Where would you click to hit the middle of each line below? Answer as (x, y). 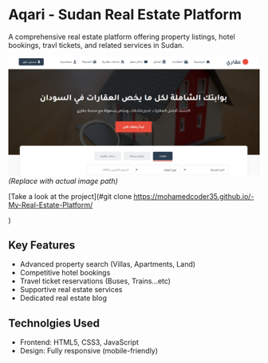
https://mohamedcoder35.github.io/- (194, 196)
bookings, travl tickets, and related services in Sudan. (97, 45)
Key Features (42, 246)
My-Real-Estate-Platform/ (51, 205)
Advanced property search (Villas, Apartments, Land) (108, 264)
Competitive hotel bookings (65, 273)
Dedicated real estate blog (63, 298)
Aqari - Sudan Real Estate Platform (125, 15)
